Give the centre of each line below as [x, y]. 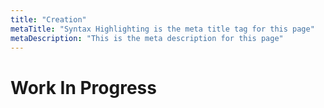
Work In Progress [83, 87]
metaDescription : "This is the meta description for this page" [147, 38]
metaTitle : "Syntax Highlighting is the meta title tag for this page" [162, 29]
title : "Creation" [48, 19]
